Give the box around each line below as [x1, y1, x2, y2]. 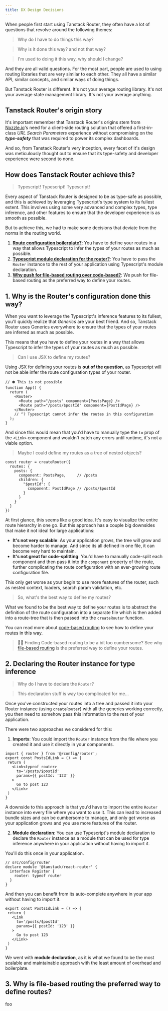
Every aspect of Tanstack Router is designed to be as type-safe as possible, [5, 193, 163, 199]
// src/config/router [5, 860, 51, 865]
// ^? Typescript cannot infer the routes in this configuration [14, 412, 154, 417]
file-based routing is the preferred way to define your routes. [17, 645, 143, 651]
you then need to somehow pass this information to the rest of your [5, 711, 144, 717]
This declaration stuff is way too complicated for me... [17, 691, 129, 697]
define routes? [5, 988, 52, 996]
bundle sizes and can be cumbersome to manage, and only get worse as [5, 815, 155, 821]
